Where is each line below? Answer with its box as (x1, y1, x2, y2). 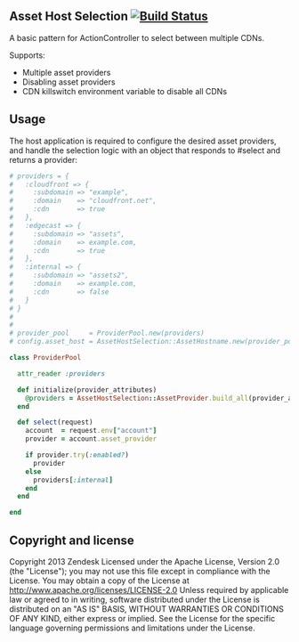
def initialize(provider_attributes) (17, 385, 158, 394)
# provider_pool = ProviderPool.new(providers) (9, 329, 205, 338)
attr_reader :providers (17, 369, 105, 378)
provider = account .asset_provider (25, 435, 158, 443)
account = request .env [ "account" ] (25, 427, 158, 435)
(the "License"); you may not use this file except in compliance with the (9, 565, 271, 576)
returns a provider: (9, 154, 77, 165)
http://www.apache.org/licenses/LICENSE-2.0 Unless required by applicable (9, 584, 289, 595)
